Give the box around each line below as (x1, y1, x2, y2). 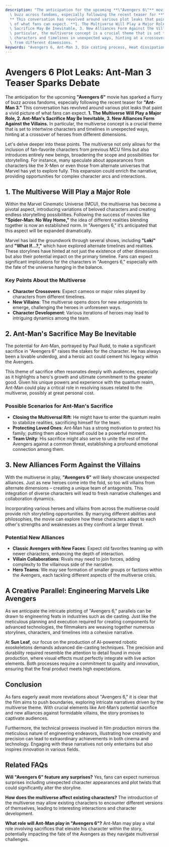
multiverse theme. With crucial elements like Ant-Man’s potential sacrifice (5, 704, 157, 710)
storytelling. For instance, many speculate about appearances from (5, 157, 144, 163)
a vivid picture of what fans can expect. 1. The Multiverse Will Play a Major (5, 110, 161, 116)
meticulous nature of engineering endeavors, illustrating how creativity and (5, 730, 161, 736)
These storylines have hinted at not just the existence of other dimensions (5, 248, 158, 254)
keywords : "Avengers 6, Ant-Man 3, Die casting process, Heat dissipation (5, 45, 165, 50)
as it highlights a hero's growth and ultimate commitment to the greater (5, 374, 152, 380)
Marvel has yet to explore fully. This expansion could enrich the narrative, (5, 168, 157, 174)
